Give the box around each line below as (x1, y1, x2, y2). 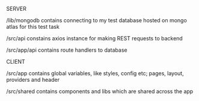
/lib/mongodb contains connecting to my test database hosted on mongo (6, 17, 188, 23)
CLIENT (6, 58, 25, 65)
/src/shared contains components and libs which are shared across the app (6, 88, 194, 95)
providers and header (6, 76, 60, 83)
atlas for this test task (6, 23, 60, 30)
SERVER (6, 5, 27, 12)
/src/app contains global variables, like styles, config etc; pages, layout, (6, 70, 185, 77)
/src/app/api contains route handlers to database (6, 46, 127, 54)
